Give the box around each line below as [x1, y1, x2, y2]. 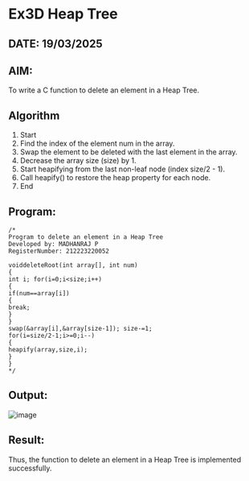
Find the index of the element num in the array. [19, 138, 175, 149]
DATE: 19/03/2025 [8, 37, 103, 51]
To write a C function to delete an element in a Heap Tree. [8, 85, 200, 95]
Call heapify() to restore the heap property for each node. [19, 173, 211, 183]
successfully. [8, 463, 52, 473]
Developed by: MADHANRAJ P [8, 240, 99, 249]
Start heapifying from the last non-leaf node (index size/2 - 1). [19, 164, 226, 174]
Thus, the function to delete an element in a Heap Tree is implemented [8, 454, 242, 464]
